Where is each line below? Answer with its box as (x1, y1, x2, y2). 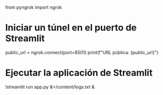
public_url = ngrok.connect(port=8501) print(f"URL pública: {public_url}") (5, 49, 159, 55)
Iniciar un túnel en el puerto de (5, 22, 137, 33)
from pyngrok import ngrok (5, 5, 62, 10)
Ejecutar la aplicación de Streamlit (5, 67, 153, 79)
